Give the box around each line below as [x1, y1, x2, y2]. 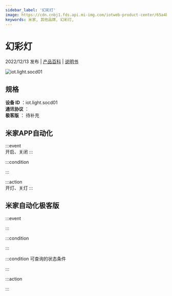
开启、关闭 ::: [5, 149, 33, 155]
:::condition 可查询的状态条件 [5, 256, 67, 262]
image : [5, 12, 19, 17]
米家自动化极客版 [5, 201, 59, 210]
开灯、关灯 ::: [5, 185, 33, 191]
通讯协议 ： [5, 106, 29, 112]
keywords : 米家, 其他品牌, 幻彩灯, [5, 17, 74, 22]
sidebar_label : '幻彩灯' [5, 7, 56, 13]
